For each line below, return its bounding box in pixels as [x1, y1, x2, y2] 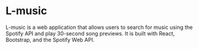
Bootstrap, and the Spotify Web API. [5, 36, 95, 43]
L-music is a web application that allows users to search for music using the [5, 24, 193, 31]
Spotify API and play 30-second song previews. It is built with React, [5, 30, 175, 37]
